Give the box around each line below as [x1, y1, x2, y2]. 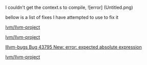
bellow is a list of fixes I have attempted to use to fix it [5, 14, 119, 20]
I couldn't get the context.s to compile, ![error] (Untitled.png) [5, 5, 133, 10]
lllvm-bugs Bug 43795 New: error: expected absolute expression [5, 44, 142, 50]
